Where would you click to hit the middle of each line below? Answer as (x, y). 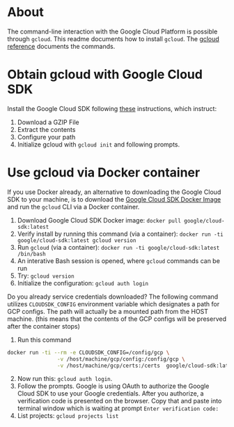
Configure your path (46, 137)
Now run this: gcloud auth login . (65, 379)
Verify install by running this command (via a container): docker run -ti (120, 234)
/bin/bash (32, 254)
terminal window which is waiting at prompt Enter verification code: (118, 408)
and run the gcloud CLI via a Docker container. (73, 207)
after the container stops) (44, 326)
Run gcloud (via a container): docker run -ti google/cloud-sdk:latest (118, 247)
